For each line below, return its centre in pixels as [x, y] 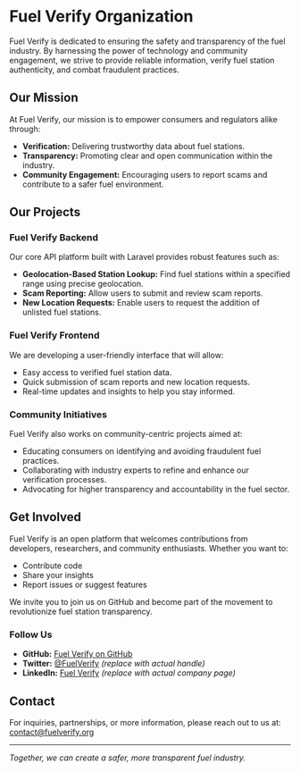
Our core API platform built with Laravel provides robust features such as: [144, 257]
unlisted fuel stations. [62, 312]
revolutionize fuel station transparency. [81, 611]
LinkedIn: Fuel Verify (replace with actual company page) [129, 673]
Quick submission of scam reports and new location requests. [136, 382]
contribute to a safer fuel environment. [93, 184]
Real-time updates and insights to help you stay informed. [129, 391]
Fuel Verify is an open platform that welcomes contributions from [129, 539]
